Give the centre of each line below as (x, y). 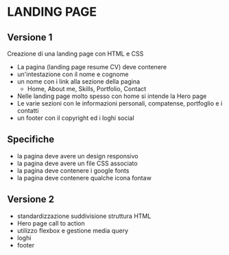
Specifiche (31, 139)
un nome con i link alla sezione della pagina (79, 82)
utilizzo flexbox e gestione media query (73, 230)
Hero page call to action (51, 223)
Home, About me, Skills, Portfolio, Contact (87, 89)
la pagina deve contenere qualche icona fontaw (84, 178)
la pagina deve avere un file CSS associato (77, 163)
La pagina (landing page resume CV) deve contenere (92, 67)
